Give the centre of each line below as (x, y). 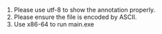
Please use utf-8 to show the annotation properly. (84, 10)
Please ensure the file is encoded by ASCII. (75, 17)
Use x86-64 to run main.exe (54, 24)
